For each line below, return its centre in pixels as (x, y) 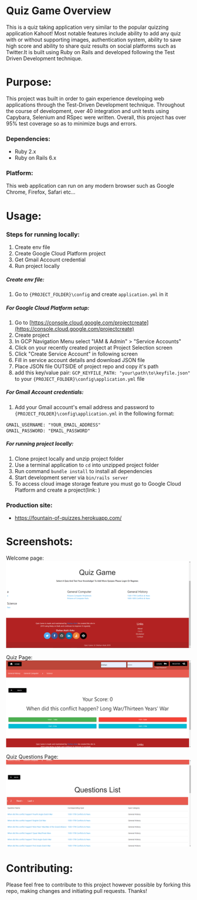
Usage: (24, 216)
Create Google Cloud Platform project (60, 253)
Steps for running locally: (43, 234)
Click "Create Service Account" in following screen (76, 354)
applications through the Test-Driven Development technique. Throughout (96, 105)
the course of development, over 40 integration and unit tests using (87, 111)
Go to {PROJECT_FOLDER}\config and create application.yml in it (91, 294)
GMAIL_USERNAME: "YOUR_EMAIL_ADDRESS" (53, 425)
